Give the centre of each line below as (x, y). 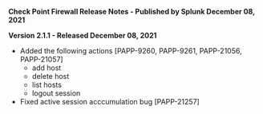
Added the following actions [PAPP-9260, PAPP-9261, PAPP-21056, (131, 51)
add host (47, 68)
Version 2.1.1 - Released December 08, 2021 (83, 35)
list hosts (47, 85)
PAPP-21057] (41, 59)
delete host (51, 76)
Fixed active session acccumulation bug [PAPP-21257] (110, 102)
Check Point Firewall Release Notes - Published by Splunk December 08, (131, 12)
